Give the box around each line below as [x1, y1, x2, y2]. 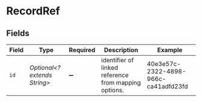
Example [157, 46, 183, 54]
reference [101, 71, 129, 79]
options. [101, 86, 124, 94]
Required [69, 46, 96, 54]
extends [29, 71, 52, 79]
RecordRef [6, 4, 60, 18]
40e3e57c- [147, 60, 182, 68]
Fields [6, 28, 30, 38]
